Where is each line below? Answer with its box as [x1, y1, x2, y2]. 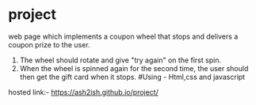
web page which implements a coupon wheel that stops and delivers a [8, 32, 239, 41]
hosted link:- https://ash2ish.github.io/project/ [8, 87, 159, 96]
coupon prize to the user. [8, 39, 90, 49]
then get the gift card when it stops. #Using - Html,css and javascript [19, 72, 246, 81]
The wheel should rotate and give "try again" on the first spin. [19, 55, 222, 65]
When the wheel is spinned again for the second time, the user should [19, 63, 249, 73]
